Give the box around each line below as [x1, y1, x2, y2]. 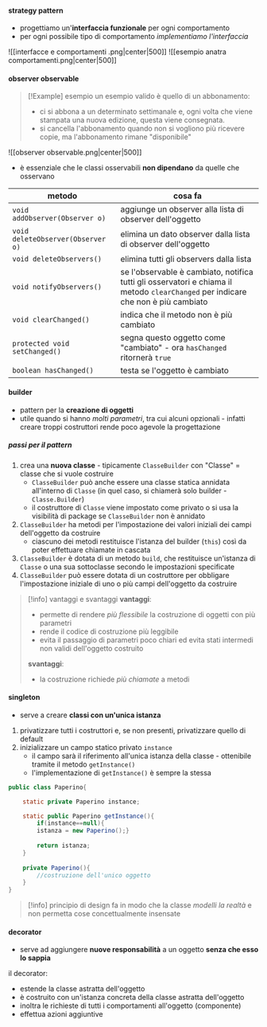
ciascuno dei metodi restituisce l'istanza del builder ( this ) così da [31, 537, 247, 546]
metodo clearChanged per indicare [120, 287, 247, 298]
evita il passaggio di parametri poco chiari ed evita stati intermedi [39, 635, 254, 644]
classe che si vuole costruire [19, 469, 114, 478]
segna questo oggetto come [120, 332, 226, 343]
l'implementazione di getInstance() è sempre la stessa [31, 767, 212, 777]
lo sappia [19, 953, 52, 963]
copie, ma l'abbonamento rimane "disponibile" [39, 132, 192, 142]
